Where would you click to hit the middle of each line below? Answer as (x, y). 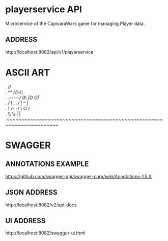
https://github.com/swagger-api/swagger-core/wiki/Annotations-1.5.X (79, 176)
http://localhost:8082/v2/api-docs (41, 205)
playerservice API (44, 9)
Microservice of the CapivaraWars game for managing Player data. (75, 23)
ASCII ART (27, 72)
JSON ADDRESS (31, 192)
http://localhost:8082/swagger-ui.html (45, 233)
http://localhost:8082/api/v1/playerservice (49, 52)
